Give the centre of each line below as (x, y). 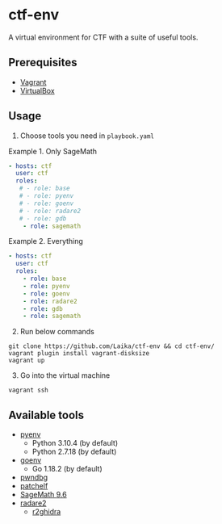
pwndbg (34, 477)
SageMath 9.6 (43, 495)
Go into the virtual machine (65, 375)
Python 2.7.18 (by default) (74, 452)
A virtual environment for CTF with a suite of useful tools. (103, 37)
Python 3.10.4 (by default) (75, 443)
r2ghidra (46, 512)
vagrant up (27, 361)
